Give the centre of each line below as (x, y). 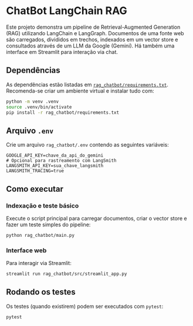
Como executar (35, 189)
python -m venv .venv (33, 101)
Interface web (26, 250)
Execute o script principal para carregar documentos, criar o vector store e (97, 218)
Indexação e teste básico (43, 205)
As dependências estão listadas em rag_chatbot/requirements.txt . (87, 84)
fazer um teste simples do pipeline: (48, 225)
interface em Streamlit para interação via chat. (62, 52)
